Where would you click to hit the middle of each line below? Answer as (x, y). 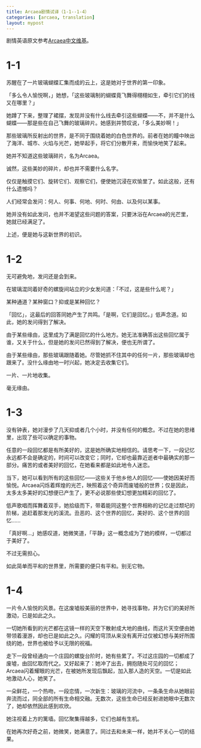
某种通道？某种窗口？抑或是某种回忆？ (53, 302)
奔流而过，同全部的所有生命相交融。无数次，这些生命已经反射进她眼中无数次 (100, 699)
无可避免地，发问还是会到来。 (43, 277)
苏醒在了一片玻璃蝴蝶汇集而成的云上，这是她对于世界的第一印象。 (87, 83)
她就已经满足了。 (27, 222)
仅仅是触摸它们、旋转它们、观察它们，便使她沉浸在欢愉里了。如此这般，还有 (100, 181)
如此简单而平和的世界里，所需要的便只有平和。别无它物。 (77, 566)
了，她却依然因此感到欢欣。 (40, 706)
